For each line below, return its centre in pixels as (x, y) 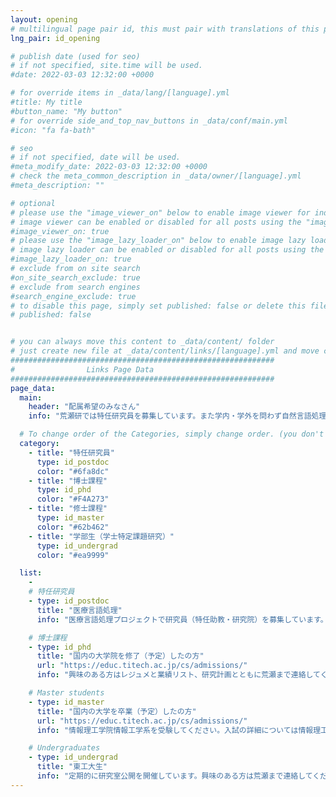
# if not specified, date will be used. (96, 157)
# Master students (66, 693)
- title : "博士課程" (68, 481)
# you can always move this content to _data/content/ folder (142, 342)
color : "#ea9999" (73, 555)
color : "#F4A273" (73, 499)
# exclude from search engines (75, 287)
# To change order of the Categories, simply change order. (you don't (172, 434)
